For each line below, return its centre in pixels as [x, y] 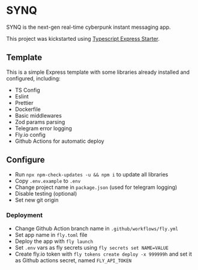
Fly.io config [30, 134]
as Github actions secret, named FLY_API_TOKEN [73, 260]
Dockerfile [28, 109]
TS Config [27, 90]
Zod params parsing [40, 122]
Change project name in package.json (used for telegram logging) [96, 187]
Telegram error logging [43, 128]
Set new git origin [37, 200]
